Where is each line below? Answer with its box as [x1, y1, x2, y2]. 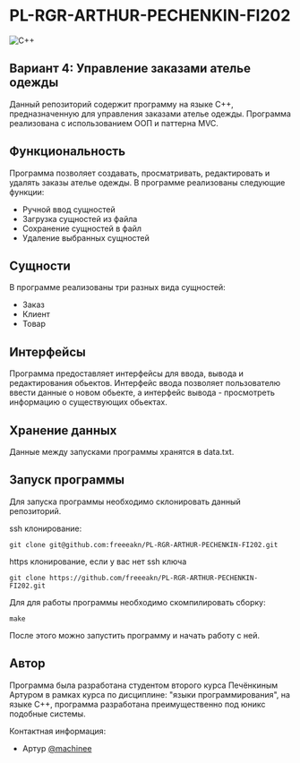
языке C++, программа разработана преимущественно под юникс [9, 699, 266, 709]
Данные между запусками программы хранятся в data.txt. [9, 447, 235, 457]
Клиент [21, 309, 51, 320]
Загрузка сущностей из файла [21, 213, 138, 224]
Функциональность [9, 144, 126, 159]
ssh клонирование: [9, 523, 82, 534]
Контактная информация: [9, 725, 107, 736]
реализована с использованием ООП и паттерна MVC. [9, 117, 219, 128]
